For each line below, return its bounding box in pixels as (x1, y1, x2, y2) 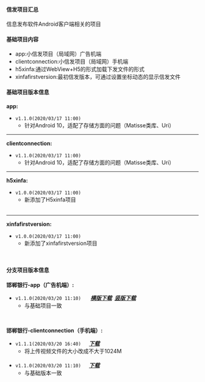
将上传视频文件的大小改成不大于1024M (24, 347, 122, 354)
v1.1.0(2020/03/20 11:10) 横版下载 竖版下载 (15, 294, 136, 301)
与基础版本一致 (24, 369, 62, 376)
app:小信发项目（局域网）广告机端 (15, 50, 102, 58)
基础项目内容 (6, 36, 38, 43)
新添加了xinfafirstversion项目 (24, 239, 98, 247)
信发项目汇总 (6, 6, 38, 13)
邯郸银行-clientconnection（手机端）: (6, 326, 103, 334)
